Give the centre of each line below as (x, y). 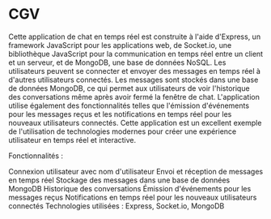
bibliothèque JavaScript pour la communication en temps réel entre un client (136, 54)
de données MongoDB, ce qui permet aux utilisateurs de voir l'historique (129, 88)
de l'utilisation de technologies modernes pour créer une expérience (123, 131)
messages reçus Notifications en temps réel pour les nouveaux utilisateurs (133, 197)
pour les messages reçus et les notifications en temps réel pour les (120, 114)
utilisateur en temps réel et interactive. (72, 140)
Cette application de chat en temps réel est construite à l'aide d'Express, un (135, 36)
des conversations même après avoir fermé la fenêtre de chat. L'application (134, 97)
